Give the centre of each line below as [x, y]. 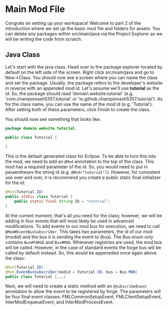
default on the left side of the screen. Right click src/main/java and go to [80, 72]
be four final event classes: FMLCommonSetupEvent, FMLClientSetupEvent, [83, 297]
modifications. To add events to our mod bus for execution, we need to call [82, 226]
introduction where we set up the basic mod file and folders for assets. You [83, 28]
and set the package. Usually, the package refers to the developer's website [84, 83]
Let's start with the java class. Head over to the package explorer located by [84, 67]
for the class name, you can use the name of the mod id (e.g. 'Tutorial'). [79, 104]
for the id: [15, 183]
